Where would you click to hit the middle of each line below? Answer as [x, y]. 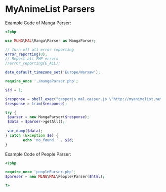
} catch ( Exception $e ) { [32, 135]
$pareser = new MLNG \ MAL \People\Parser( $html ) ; [55, 177]
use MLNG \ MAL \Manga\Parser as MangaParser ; [51, 40]
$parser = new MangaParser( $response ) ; [48, 117]
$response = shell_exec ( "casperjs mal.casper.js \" [59, 99]
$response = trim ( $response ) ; [36, 104]
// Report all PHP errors [32, 59]
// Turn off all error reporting [40, 50]
